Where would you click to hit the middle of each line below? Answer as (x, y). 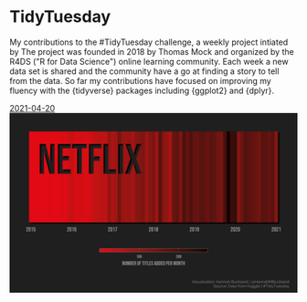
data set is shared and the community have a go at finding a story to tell (144, 71)
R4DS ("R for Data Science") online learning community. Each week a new (149, 61)
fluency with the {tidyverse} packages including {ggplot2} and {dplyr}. (142, 90)
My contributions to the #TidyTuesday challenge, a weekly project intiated (149, 42)
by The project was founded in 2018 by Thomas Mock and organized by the (152, 51)
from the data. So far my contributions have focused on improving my (140, 80)
